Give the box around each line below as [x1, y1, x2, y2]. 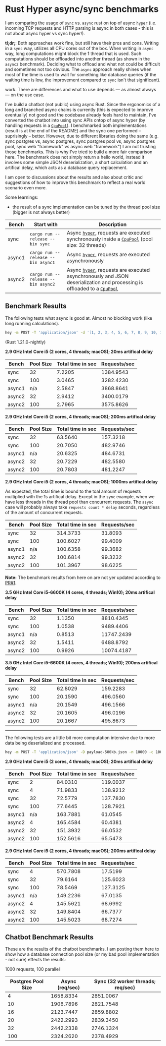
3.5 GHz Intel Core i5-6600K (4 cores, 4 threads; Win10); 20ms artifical [5, 589, 155, 595]
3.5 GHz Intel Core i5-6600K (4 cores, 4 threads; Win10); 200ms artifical [5, 659, 158, 665]
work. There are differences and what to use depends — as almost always [5, 86, 157, 92]
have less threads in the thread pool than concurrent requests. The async [5, 499, 154, 505]
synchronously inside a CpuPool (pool [66, 235, 153, 242]
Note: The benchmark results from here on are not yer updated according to [5, 574, 161, 581]
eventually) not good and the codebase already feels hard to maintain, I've [5, 112, 157, 117]
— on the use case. [5, 92, 44, 98]
